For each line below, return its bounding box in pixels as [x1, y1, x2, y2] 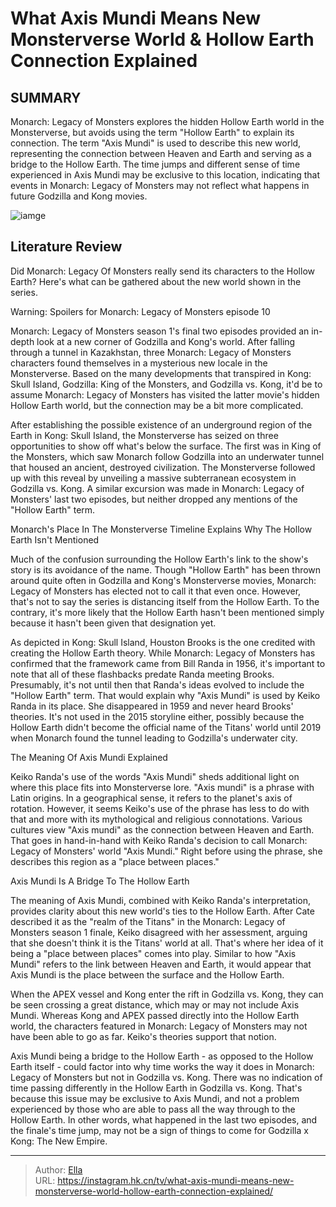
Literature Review [10, 238, 123, 256]
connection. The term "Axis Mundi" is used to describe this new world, [10, 137, 302, 149]
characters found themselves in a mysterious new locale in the [10, 357, 268, 369]
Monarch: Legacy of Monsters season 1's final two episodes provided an [10, 325, 310, 337]
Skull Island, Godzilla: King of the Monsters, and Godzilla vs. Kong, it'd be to [10, 378, 323, 390]
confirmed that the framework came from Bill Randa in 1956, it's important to [10, 657, 326, 669]
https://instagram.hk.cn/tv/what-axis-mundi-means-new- [57, 1174, 295, 1186]
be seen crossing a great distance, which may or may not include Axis [10, 998, 300, 1011]
